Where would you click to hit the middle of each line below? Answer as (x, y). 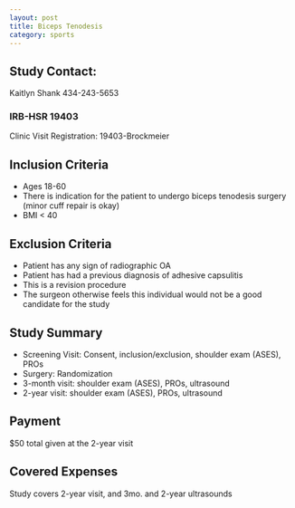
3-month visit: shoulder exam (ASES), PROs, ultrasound (126, 383)
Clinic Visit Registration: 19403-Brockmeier (90, 136)
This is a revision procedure (74, 285)
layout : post (34, 18)
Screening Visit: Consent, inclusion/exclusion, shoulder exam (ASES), (152, 354)
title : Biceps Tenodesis (56, 26)
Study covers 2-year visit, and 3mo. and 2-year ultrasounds (121, 494)
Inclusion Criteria (59, 164)
